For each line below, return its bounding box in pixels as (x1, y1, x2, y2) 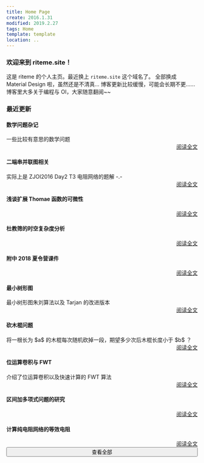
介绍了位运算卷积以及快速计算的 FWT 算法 (6, 373, 112, 381)
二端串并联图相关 (6, 158, 49, 165)
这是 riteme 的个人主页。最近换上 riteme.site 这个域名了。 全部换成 (6, 73, 177, 81)
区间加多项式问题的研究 (6, 396, 65, 403)
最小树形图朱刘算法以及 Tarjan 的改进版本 (6, 299, 110, 306)
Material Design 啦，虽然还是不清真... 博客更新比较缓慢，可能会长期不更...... (6, 81, 195, 88)
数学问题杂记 (6, 121, 38, 128)
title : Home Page (6, 8, 50, 15)
